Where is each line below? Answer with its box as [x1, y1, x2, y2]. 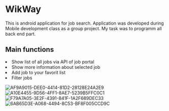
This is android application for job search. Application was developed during [5, 20, 164, 26]
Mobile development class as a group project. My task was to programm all [5, 25, 162, 31]
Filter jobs [12, 74, 32, 81]
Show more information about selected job [12, 64, 100, 70]
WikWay [5, 4, 41, 15]
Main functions [5, 45, 54, 54]
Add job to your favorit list [12, 69, 66, 75]
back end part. [5, 31, 36, 37]
